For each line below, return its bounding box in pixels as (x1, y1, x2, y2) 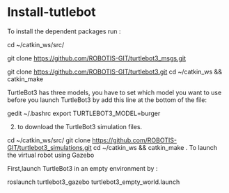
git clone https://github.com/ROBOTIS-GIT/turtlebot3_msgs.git (7, 53, 187, 62)
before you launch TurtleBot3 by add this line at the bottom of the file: (7, 95, 207, 104)
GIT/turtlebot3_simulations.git (7, 143, 92, 151)
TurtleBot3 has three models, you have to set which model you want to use (7, 88, 222, 96)
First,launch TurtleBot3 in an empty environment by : (7, 164, 158, 172)
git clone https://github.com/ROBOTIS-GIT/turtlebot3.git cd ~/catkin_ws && (7, 67, 223, 76)
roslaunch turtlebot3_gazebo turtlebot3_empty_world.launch (7, 178, 180, 186)
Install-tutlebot (7, 4, 96, 20)
